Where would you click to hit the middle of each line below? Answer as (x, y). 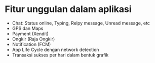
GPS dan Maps (28, 28)
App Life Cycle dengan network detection (55, 49)
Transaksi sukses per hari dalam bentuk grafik (60, 55)
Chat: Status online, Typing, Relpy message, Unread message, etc (81, 23)
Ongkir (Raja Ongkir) (33, 39)
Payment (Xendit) (30, 33)
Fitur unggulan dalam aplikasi (68, 9)
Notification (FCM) (31, 44)
